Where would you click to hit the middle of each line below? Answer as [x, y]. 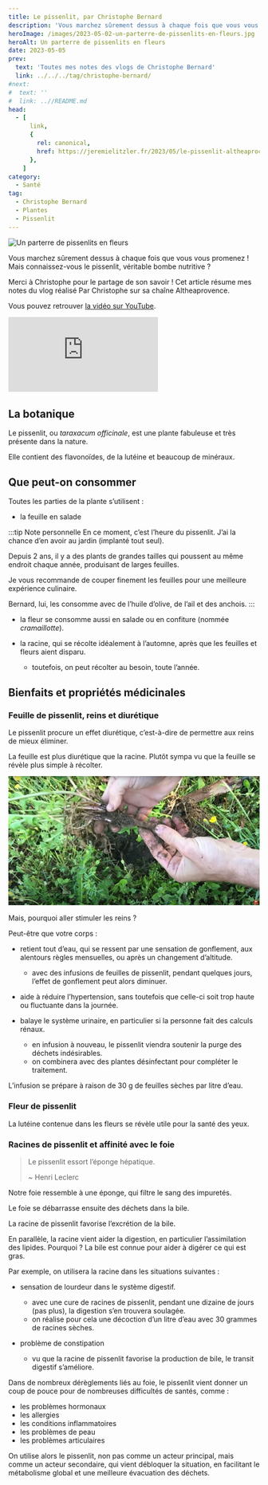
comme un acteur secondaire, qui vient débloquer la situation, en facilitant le [134, 1464]
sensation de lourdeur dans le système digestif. [98, 1287]
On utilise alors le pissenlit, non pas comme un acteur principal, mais [121, 1456]
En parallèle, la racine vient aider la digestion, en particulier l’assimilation [127, 1239]
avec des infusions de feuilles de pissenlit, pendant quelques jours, [142, 973]
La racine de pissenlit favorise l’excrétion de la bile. [92, 1223]
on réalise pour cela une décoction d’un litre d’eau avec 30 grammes [144, 1319]
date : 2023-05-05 [37, 51]
